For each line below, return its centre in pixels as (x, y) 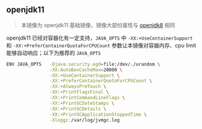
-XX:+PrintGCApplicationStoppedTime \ (98, 114)
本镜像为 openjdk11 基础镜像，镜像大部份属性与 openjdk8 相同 (98, 25)
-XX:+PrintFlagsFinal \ (79, 92)
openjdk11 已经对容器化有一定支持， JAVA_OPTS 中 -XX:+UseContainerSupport (99, 38)
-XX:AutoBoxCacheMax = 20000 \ (86, 70)
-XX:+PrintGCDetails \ (78, 109)
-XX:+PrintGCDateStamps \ (82, 103)
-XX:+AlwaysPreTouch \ (78, 86)
